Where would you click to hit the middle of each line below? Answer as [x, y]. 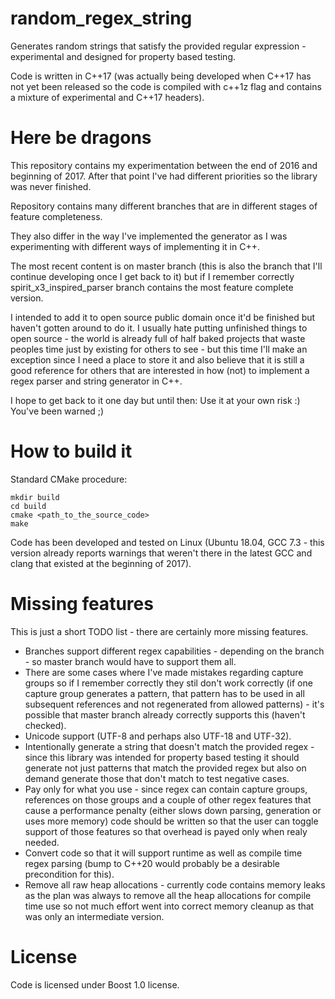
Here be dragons [81, 138]
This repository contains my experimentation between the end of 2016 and [164, 165]
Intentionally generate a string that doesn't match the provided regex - [169, 746]
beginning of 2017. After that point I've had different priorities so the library [164, 176]
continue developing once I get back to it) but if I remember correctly [152, 276]
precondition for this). [69, 874]
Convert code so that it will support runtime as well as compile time [163, 853]
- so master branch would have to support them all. [130, 661]
